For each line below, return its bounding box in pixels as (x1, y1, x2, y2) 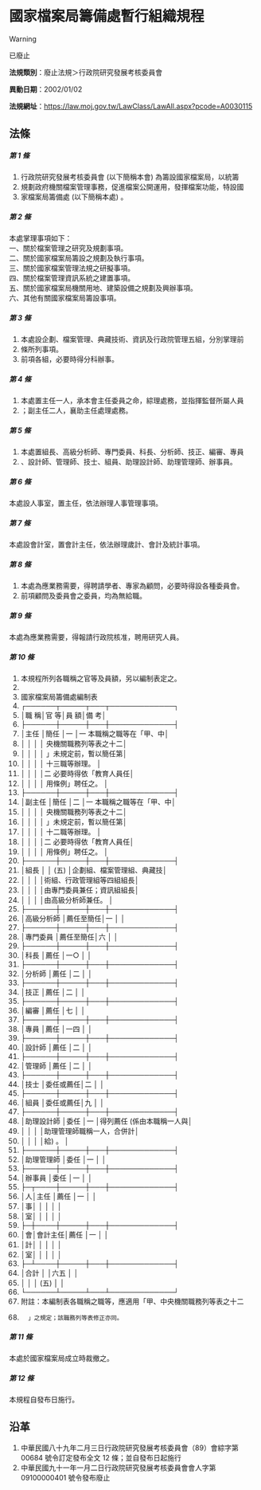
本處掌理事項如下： (9, 233, 72, 243)
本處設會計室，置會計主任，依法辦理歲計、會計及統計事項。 (9, 539, 205, 550)
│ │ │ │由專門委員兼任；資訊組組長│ (20, 885, 140, 895)
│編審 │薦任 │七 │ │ (20, 1006, 86, 1016)
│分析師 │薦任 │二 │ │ (20, 969, 93, 978)
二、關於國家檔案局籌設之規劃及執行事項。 (9, 253, 149, 263)
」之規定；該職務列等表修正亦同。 (28, 1314, 123, 1323)
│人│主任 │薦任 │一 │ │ (20, 1192, 98, 1202)
